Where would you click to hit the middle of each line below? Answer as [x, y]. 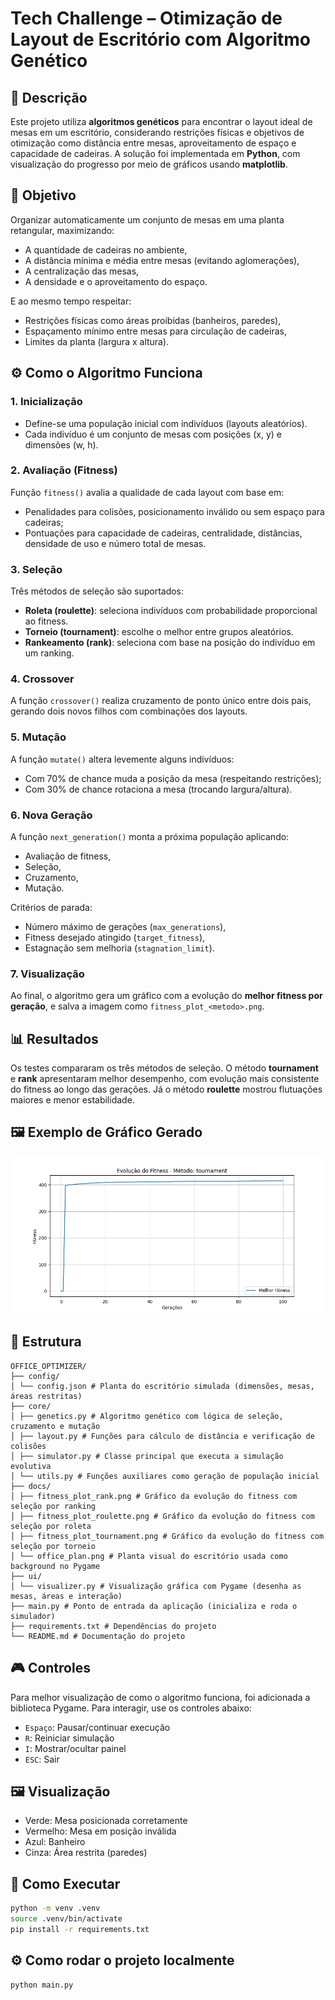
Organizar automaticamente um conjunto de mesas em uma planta [147, 219]
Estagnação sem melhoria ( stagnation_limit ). [119, 948]
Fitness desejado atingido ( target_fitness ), [115, 937]
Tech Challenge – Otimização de [146, 18]
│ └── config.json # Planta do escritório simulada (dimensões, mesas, [162, 1386]
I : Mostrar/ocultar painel [75, 1748]
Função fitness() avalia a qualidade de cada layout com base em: [147, 492]
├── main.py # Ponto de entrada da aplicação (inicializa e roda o [154, 1606]
